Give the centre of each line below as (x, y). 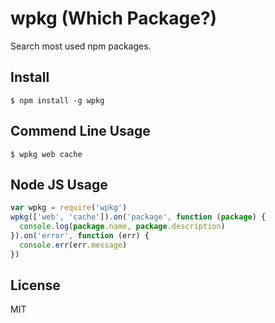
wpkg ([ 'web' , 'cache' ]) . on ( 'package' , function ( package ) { (138, 217)
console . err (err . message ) (73, 245)
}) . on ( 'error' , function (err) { (80, 236)
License (35, 285)
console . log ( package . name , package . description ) (122, 227)
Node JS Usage (59, 184)
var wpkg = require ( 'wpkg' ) (69, 208)
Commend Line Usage (80, 131)
